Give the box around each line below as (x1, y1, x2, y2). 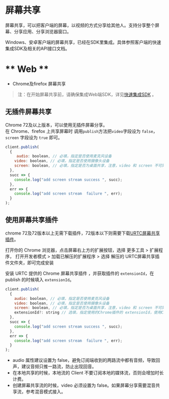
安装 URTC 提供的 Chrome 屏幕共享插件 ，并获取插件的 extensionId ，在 (5, 270, 154, 276)
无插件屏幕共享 (5, 108, 52, 116)
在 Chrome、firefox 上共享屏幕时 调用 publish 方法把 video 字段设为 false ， (5, 128, 158, 134)
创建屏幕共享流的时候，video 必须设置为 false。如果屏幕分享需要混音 (12, 382, 156, 388)
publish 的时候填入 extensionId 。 (5, 276, 74, 282)
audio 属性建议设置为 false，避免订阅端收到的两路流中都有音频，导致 (12, 357, 156, 363)
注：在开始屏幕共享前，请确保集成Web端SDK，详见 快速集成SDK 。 (17, 91, 157, 97)
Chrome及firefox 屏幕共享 (12, 81, 66, 87)
